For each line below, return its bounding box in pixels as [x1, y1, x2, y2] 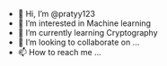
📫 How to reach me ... [17, 47, 101, 57]
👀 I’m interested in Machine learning [17, 18, 151, 29]
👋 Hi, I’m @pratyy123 [17, 9, 96, 19]
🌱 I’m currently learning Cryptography [17, 28, 159, 37]
